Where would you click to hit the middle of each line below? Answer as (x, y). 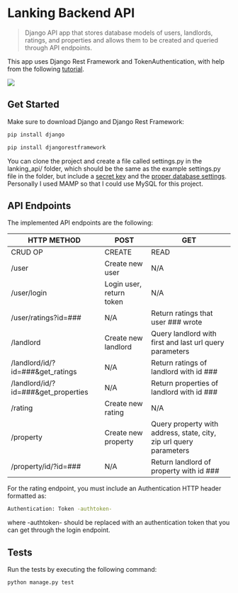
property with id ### (185, 471)
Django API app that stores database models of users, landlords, (119, 33)
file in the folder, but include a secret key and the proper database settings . (117, 176)
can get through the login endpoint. (59, 530)
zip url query (172, 442)
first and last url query (188, 343)
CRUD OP (27, 252)
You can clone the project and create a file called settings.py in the (105, 161)
